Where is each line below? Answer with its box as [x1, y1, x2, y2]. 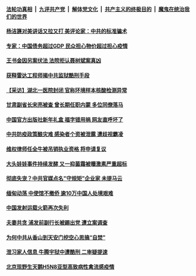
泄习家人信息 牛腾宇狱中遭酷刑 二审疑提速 [6, 249, 108, 256]
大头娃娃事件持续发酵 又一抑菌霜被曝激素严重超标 [6, 160, 128, 167]
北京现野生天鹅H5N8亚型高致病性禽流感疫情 [6, 263, 115, 270]
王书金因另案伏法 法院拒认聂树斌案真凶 [6, 57, 102, 64]
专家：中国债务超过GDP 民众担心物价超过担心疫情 [6, 42, 128, 49]
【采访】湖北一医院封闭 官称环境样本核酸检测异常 [6, 86, 128, 93]
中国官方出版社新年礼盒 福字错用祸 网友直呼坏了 [6, 116, 124, 123]
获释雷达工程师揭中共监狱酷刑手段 [6, 71, 90, 79]
